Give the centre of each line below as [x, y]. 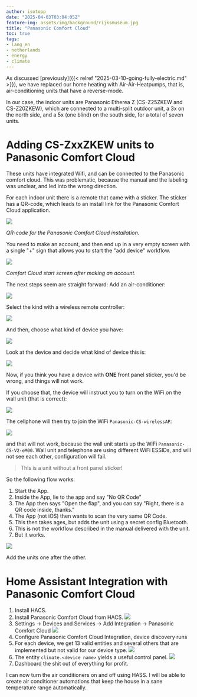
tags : [13, 39]
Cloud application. [28, 210]
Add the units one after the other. [46, 557]
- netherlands [24, 50]
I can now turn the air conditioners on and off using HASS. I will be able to [96, 675]
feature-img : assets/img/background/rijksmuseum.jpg [72, 22]
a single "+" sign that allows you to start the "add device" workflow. [88, 251]
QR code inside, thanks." [45, 510]
